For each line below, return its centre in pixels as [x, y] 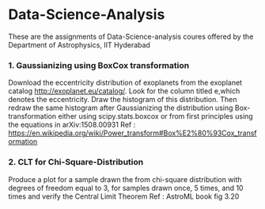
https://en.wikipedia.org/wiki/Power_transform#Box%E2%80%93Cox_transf [132, 133]
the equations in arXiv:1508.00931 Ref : [72, 125]
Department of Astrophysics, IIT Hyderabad [79, 44]
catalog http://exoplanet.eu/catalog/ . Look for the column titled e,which [124, 91]
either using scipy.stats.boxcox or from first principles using [155, 116]
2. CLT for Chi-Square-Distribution [76, 162]
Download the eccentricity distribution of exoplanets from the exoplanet [125, 83]
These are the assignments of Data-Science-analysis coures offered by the [131, 36]
